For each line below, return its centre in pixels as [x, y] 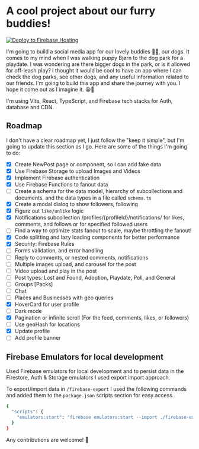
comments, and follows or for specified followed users [81, 224]
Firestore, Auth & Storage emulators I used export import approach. [88, 378]
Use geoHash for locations [47, 324]
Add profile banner [38, 338]
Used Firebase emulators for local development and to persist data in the [95, 371]
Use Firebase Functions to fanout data [61, 184]
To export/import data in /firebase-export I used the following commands [97, 389]
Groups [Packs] [34, 284]
